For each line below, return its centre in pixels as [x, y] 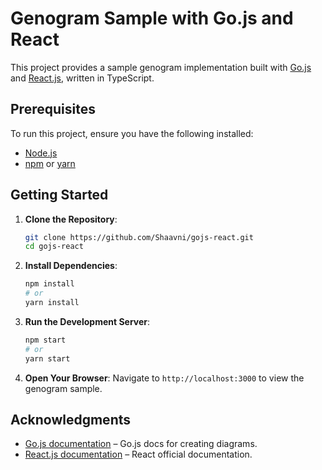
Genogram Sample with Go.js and [152, 18]
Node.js [41, 153]
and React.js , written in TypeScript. [82, 78]
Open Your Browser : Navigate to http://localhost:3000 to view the [164, 378]
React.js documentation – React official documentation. [138, 454]
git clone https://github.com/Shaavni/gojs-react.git [139, 237]
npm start [45, 340]
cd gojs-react [54, 247]
